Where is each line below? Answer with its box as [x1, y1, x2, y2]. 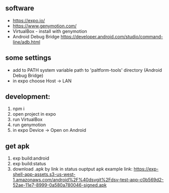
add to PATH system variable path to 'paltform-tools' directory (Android [12, 67, 162, 73]
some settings [5, 54, 52, 62]
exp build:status [12, 161, 47, 167]
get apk [5, 141, 30, 151]
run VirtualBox [12, 116, 43, 123]
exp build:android [12, 155, 50, 161]
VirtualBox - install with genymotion [12, 28, 87, 34]
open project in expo [12, 111, 56, 117]
